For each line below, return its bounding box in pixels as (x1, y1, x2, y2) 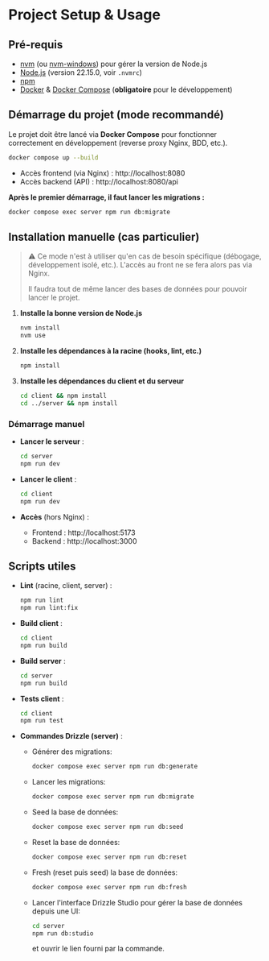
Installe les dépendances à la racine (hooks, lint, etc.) (19, 346, 202, 356)
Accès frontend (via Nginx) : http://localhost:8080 (19, 168, 185, 178)
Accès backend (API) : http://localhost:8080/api (19, 176, 179, 186)
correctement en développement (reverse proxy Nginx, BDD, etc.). (8, 138, 228, 147)
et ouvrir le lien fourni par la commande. (31, 944, 165, 954)
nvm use (19, 332, 46, 340)
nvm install (19, 324, 60, 332)
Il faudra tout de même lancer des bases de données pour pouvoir (27, 284, 247, 294)
